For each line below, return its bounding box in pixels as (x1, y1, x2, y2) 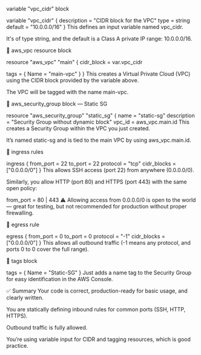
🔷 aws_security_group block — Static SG (6, 100, 108, 107)
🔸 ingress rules (6, 148, 44, 155)
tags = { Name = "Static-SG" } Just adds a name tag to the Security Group (6, 269, 192, 276)
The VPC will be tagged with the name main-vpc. (6, 88, 129, 96)
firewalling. (6, 209, 34, 216)
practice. (6, 342, 28, 349)
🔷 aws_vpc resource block (6, 47, 71, 54)
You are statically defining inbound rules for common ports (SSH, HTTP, (6, 306, 186, 313)
